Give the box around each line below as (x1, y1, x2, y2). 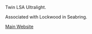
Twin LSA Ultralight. (5, 4, 46, 10)
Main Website (5, 23, 34, 29)
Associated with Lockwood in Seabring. (5, 14, 87, 19)
